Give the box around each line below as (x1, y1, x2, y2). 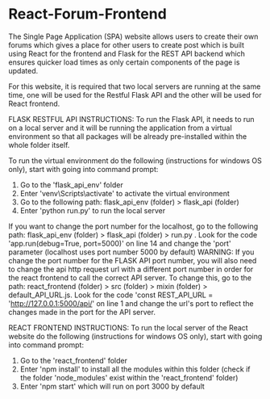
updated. (8, 65, 39, 75)
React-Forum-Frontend (8, 5, 167, 23)
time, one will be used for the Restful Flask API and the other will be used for (8, 90, 262, 99)
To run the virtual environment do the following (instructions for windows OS (8, 155, 262, 166)
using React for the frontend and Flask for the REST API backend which (8, 48, 246, 58)
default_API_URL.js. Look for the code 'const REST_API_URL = (8, 290, 214, 300)
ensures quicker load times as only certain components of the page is (8, 57, 240, 67)
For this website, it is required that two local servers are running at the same (8, 82, 261, 91)
